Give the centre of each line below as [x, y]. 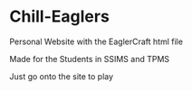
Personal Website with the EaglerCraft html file [96, 41]
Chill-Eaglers [60, 17]
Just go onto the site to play [62, 76]
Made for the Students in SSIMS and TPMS [90, 59]
